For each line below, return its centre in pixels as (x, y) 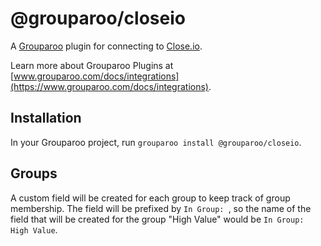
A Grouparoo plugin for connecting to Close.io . (106, 46)
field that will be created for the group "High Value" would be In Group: (157, 219)
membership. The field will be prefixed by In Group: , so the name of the (161, 208)
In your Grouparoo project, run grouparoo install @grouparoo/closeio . (156, 142)
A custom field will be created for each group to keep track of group (150, 198)
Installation (46, 118)
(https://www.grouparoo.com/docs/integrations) (109, 86)
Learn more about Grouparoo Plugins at (92, 65)
